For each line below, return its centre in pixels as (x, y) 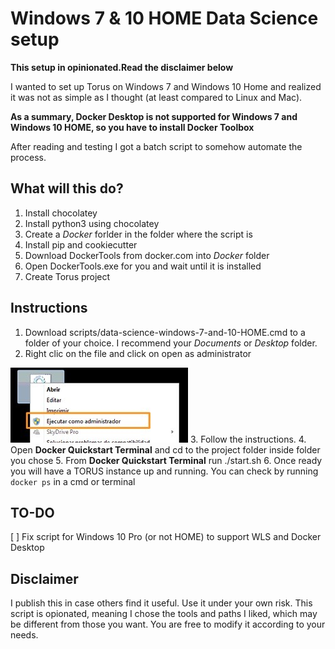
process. (28, 157)
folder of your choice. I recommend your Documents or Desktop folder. (171, 343)
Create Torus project (67, 276)
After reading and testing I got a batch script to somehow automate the (156, 146)
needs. (24, 635)
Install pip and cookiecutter (81, 244)
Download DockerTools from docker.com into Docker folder (147, 255)
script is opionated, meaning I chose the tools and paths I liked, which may (164, 614)
